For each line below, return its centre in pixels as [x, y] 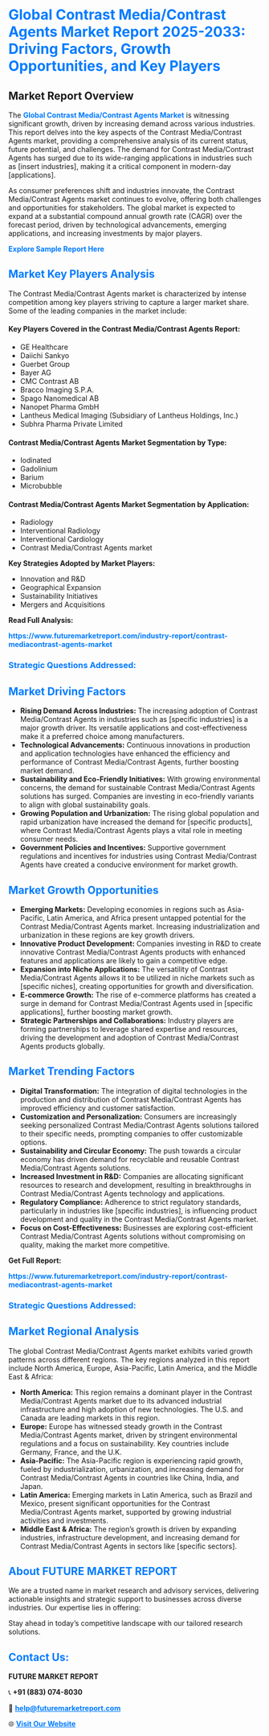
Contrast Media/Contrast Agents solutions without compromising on [132, 1236]
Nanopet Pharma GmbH [59, 407]
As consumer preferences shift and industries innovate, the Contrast [122, 190]
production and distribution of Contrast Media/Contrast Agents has [131, 1099]
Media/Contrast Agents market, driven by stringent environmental [128, 1435]
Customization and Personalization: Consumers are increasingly [128, 1116]
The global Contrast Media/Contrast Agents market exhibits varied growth [130, 1350]
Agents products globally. [62, 1046]
